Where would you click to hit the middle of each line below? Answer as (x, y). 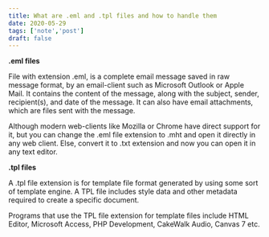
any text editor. (33, 152)
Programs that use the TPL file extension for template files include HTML (128, 216)
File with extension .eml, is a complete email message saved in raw (119, 76)
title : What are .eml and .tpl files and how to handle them (113, 16)
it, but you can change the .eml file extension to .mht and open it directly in (132, 135)
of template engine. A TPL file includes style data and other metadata (123, 192)
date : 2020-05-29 (37, 23)
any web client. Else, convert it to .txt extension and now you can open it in (132, 143)
